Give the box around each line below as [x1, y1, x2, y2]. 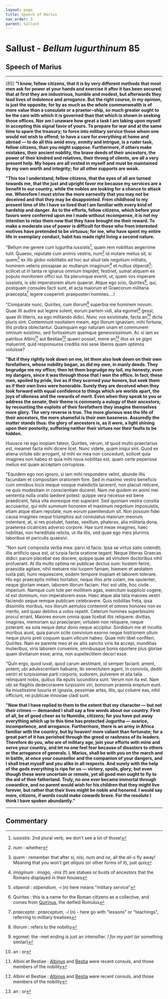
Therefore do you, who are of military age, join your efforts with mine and [5, 739, 161, 745]
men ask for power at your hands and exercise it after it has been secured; [5, 86, 163, 92]
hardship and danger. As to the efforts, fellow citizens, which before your [5, 207, 161, 213]
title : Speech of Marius [5, 12, 57, 17]
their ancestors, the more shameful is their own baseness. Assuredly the [5, 414, 160, 420]
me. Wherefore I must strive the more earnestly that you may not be [5, 191, 149, 197]
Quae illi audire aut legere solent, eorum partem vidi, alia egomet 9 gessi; [5, 306, 154, 313]
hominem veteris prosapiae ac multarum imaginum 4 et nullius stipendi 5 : [5, 262, 153, 268]
